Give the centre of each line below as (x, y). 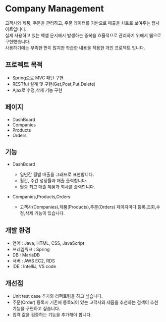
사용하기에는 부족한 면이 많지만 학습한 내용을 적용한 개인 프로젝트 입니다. (75, 48)
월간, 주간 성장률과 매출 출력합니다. (54, 181)
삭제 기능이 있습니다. (45, 213)
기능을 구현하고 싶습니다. (36, 308)
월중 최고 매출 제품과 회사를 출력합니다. (57, 187)
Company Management (55, 9)
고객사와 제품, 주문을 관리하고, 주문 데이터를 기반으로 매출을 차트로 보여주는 (78, 23)
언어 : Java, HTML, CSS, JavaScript (48, 243)
